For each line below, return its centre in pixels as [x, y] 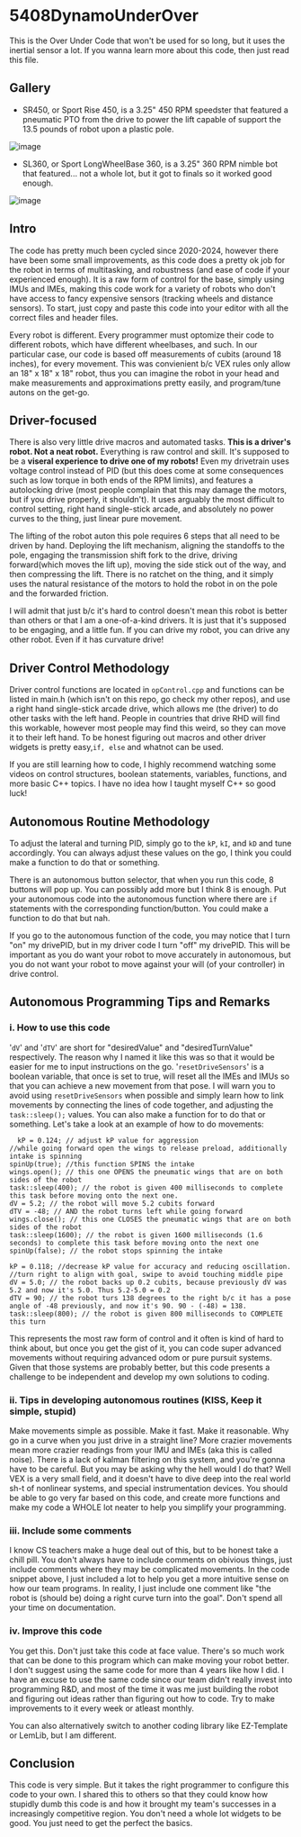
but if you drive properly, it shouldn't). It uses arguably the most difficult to [147, 500]
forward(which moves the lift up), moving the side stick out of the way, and [148, 565]
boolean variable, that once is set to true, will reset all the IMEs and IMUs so [150, 1076]
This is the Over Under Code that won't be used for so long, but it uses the [147, 41]
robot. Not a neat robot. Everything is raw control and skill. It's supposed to [150, 452]
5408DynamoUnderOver [104, 16]
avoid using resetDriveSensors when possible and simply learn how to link [147, 1095]
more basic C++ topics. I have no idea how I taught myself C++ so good [142, 783]
